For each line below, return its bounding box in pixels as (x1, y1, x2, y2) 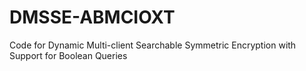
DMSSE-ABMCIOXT (9, 6, 176, 29)
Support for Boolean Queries (9, 49, 128, 61)
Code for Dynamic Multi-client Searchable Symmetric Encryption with (9, 39, 297, 51)
